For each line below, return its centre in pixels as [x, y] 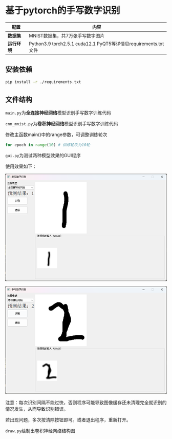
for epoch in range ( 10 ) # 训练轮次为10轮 [48, 145]
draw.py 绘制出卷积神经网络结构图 [40, 431]
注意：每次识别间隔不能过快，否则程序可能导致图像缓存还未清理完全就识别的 [86, 403]
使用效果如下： [21, 166]
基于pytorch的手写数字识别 [63, 11]
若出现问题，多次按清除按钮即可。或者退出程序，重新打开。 [68, 420]
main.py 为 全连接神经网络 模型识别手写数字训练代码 [58, 112]
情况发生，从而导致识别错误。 [37, 409]
